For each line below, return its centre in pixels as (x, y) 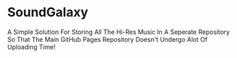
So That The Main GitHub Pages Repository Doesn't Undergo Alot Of (108, 39)
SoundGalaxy (48, 12)
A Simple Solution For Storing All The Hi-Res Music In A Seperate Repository (118, 32)
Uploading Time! (31, 47)
